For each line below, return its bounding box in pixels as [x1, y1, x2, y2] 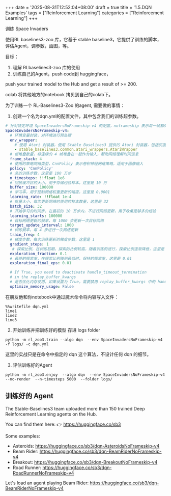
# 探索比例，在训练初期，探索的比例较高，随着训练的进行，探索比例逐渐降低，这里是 [12, 246, 164, 252]
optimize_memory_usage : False [10, 284, 74, 289]
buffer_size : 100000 [10, 185, 53, 190]
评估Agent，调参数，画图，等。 [5, 43, 72, 49]
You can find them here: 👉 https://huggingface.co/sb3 [5, 421, 121, 427]
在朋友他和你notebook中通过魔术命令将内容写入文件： [5, 294, 119, 300]
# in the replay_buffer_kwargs [10, 274, 76, 280]
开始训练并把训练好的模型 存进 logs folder [12, 327, 100, 333]
